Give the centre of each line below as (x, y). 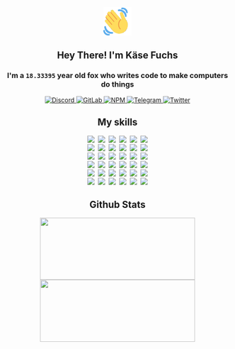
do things (117, 84)
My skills (117, 122)
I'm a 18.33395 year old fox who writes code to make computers (117, 76)
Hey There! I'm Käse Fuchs (117, 56)
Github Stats (117, 205)
